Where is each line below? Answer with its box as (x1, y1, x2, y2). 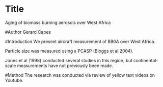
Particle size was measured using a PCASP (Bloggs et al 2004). (5, 48, 134, 54)
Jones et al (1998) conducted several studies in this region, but (5, 57, 133, 63)
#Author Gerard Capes (5, 29, 51, 35)
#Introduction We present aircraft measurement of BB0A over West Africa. (5, 38, 156, 44)
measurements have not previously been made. (17, 63, 113, 68)
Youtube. (5, 77, 24, 83)
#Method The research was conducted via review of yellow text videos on (5, 72, 155, 78)
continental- (133, 57, 158, 63)
